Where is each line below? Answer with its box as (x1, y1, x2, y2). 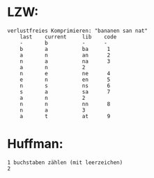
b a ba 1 (20, 45, 111, 52)
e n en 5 (20, 76, 111, 83)
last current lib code (20, 33, 117, 40)
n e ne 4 (20, 70, 111, 77)
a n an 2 (20, 52, 111, 59)
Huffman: (7, 136, 64, 152)
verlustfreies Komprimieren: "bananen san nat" (7, 27, 148, 34)
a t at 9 (20, 112, 111, 119)
